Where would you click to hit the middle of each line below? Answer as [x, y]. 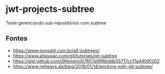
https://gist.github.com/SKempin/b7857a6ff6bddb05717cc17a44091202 [86, 61]
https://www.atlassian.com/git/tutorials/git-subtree [65, 56]
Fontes [17, 38]
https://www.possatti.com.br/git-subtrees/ [56, 50]
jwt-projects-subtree [50, 9]
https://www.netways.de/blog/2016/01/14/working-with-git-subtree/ [83, 66]
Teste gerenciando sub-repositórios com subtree [56, 23]
